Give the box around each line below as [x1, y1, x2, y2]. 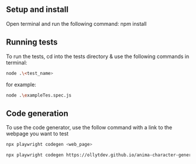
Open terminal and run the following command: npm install [6, 20, 147, 27]
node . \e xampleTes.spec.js [6, 92, 72, 98]
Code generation [6, 108, 69, 118]
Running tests [6, 37, 58, 47]
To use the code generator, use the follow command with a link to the [6, 124, 173, 131]
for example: [6, 81, 37, 88]
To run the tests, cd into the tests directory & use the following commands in [6, 53, 190, 60]
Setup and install [6, 5, 69, 15]
